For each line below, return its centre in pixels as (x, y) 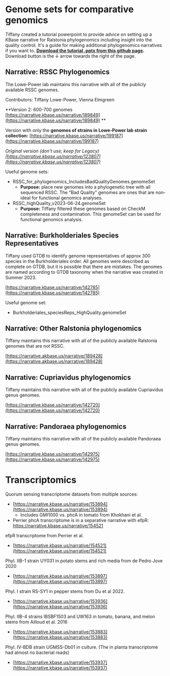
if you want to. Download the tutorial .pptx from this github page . (75, 50)
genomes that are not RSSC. (35, 346)
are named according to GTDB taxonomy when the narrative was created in (84, 272)
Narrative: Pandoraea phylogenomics (66, 426)
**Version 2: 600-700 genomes (39, 109)
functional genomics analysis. (51, 219)
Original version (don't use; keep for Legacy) (52, 151)
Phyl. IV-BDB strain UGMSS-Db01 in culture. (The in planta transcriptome (82, 647)
